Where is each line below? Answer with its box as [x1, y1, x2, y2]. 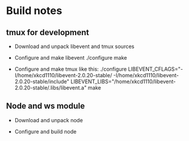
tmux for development [6, 27, 89, 37]
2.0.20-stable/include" [14, 78, 69, 85]
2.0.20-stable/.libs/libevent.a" [14, 84, 87, 91]
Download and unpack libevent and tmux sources [14, 43, 135, 50]
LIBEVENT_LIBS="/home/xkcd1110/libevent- [70, 78, 176, 85]
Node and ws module [6, 101, 85, 111]
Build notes [6, 4, 63, 18]
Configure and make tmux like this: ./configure [14, 66, 127, 73]
